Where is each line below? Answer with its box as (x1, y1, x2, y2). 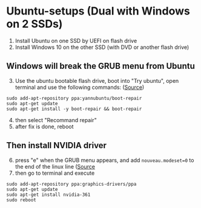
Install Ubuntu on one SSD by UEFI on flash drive (15, 37, 137, 44)
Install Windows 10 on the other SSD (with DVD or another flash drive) (15, 44, 189, 51)
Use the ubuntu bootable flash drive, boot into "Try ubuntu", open (15, 77, 179, 84)
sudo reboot (6, 197, 36, 203)
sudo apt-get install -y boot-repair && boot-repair (6, 106, 142, 112)
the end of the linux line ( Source (15, 163, 96, 170)
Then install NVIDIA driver (6, 140, 107, 151)
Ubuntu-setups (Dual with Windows (6, 4, 191, 18)
